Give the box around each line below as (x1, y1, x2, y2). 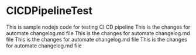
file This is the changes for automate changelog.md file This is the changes (6, 36, 187, 43)
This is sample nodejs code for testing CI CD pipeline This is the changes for (6, 23, 191, 30)
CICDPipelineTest (6, 4, 92, 18)
